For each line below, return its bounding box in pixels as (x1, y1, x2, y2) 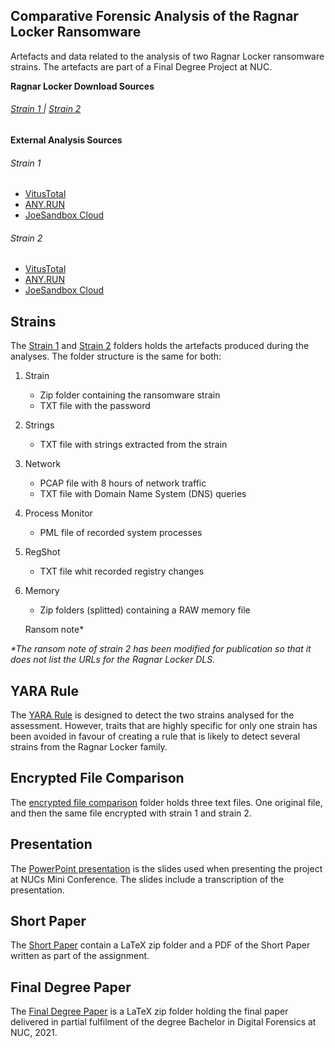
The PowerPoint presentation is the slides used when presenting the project (10, 862, 323, 874)
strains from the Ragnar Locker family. (10, 741, 168, 753)
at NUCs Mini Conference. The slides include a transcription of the (10, 873, 285, 885)
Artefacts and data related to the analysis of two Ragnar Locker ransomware (10, 50, 325, 62)
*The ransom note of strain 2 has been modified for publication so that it (10, 643, 312, 655)
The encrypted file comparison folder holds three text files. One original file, (10, 796, 323, 808)
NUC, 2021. (10, 1027, 58, 1039)
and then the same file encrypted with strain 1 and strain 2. (10, 807, 252, 819)
